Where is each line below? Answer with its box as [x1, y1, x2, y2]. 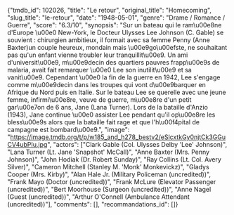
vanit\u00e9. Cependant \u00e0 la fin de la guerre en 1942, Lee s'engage [7, 73, 221, 82]
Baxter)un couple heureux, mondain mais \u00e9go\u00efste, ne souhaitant [7, 44, 228, 51]
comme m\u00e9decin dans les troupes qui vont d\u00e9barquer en [7, 81, 206, 89]
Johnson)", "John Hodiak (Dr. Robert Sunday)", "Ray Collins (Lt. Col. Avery [7, 155, 221, 164]
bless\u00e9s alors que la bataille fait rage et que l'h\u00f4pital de [7, 118, 200, 126]
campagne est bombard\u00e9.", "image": [7, 126, 130, 133]
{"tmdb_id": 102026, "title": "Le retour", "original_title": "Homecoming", [7, 6, 212, 14]
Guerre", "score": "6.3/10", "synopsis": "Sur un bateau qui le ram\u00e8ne [7, 21, 222, 29]
